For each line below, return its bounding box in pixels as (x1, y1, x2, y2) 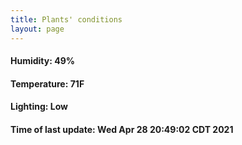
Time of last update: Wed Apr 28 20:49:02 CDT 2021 (10, 123, 234, 135)
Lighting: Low (10, 101, 68, 113)
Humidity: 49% (10, 55, 75, 67)
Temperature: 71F (10, 77, 85, 90)
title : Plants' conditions (10, 14, 123, 25)
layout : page (10, 24, 65, 34)
